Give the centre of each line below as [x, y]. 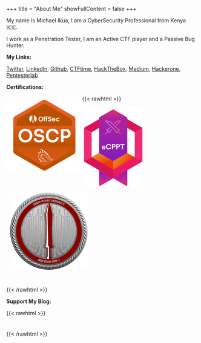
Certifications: [25, 87]
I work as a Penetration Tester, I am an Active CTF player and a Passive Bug [100, 39]
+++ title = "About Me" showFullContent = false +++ [71, 9]
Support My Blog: [29, 301]
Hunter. [15, 45]
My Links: [19, 57]
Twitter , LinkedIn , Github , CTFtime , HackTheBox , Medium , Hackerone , [94, 69]
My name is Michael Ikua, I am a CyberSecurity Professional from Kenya [96, 20]
